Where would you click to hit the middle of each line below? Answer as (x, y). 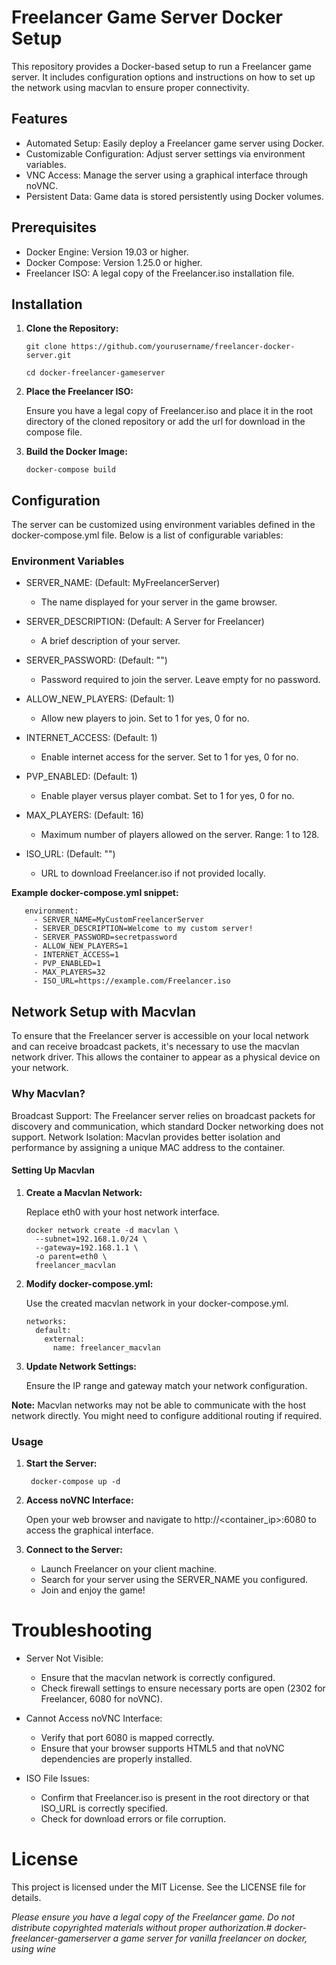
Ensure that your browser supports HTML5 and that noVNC (162, 1748)
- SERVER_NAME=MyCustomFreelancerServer (118, 920)
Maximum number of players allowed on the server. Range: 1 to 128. (180, 835)
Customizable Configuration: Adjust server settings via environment (165, 153)
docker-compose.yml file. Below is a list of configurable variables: (147, 535)
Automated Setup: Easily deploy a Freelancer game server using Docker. (175, 143)
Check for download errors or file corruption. (133, 1819)
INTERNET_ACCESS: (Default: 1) (91, 738)
